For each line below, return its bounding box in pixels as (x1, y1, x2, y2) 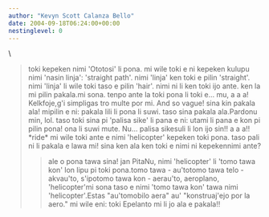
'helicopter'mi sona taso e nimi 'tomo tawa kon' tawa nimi (47, 182, 238, 192)
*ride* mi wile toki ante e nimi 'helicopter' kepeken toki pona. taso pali (27, 133, 260, 142)
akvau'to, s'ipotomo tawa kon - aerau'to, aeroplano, (47, 174, 219, 183)
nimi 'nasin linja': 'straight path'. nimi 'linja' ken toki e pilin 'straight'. (27, 73, 251, 83)
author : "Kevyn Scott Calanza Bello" (8, 11, 135, 20)
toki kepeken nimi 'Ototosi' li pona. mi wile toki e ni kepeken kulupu (27, 64, 251, 74)
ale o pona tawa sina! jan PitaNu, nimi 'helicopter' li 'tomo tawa (47, 157, 255, 166)
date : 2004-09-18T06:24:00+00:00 (8, 19, 120, 27)
